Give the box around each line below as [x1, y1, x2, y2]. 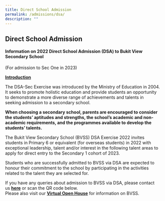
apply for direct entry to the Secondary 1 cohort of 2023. [5, 150, 120, 156]
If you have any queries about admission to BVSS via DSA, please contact [5, 180, 155, 186]
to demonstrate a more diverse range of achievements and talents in [5, 94, 144, 100]
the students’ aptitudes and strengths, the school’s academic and [5, 114, 143, 120]
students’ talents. [5, 124, 42, 131]
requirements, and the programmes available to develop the [26, 120, 152, 125]
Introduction [5, 74, 31, 80]
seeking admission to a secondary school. [5, 99, 91, 105]
